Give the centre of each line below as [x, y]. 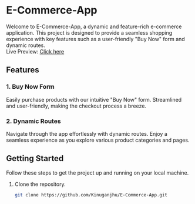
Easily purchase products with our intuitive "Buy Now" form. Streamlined [94, 99]
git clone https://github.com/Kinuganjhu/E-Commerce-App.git [91, 195]
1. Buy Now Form [30, 87]
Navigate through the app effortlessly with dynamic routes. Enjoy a [87, 133]
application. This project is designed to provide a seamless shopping [89, 32]
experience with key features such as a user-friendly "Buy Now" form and [95, 39]
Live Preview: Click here [35, 51]
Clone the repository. [40, 184]
